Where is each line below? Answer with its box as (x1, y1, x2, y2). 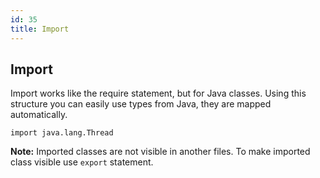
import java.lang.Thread (10, 128, 114, 138)
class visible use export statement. (10, 156, 154, 168)
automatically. (10, 109, 68, 121)
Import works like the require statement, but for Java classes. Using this (10, 87, 307, 100)
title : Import (10, 24, 70, 34)
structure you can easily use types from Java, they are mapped (10, 98, 272, 110)
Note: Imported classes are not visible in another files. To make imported (10, 146, 311, 158)
